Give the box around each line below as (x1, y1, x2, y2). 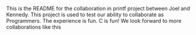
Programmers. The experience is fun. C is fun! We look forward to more (6, 17, 182, 24)
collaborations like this (6, 23, 61, 30)
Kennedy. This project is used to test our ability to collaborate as (6, 11, 164, 18)
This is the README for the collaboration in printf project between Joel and (6, 5, 191, 12)
